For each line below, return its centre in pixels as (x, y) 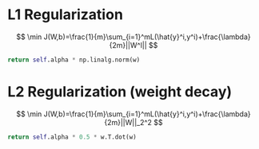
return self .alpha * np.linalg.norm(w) (74, 60)
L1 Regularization (65, 15)
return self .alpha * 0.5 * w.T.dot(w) (72, 137)
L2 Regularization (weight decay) (120, 92)
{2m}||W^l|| (128, 45)
